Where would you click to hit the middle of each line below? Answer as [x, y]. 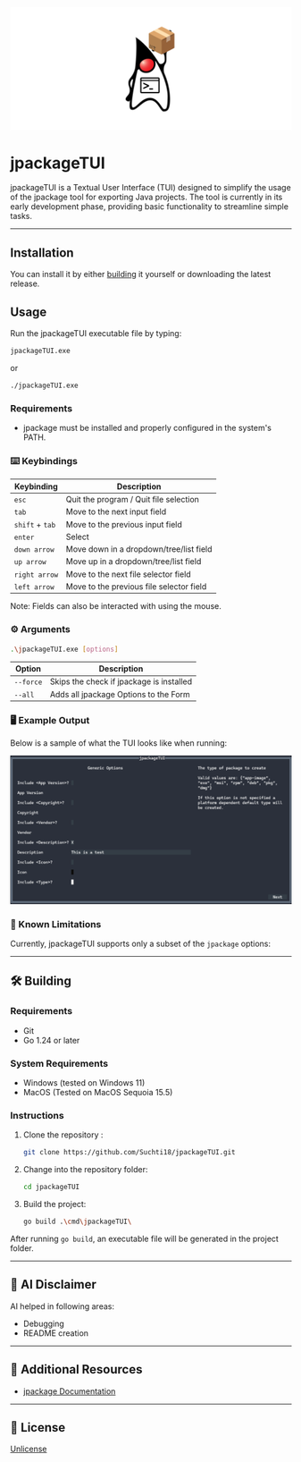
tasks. [21, 216]
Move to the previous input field [124, 524]
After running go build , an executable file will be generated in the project [145, 1238]
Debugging [44, 1323]
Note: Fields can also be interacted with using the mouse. [116, 606]
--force [28, 682]
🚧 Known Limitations [56, 924]
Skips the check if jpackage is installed [121, 681]
